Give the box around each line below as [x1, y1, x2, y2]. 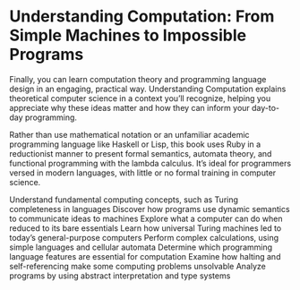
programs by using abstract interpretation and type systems [9, 270, 231, 281]
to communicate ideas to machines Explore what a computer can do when [9, 213, 284, 224]
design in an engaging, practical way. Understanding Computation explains [9, 83, 287, 94]
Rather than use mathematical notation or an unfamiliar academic [9, 129, 250, 140]
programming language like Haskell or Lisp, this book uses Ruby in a [9, 139, 261, 149]
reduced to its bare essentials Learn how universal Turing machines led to [9, 222, 282, 234]
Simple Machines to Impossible [9, 25, 247, 46]
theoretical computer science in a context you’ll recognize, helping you [9, 92, 271, 104]
